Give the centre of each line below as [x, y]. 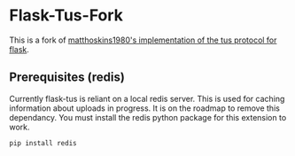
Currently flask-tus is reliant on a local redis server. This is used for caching [147, 98]
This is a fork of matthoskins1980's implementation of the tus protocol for [143, 40]
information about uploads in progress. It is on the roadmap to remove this [145, 108]
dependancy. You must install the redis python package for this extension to [148, 117]
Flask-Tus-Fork [66, 16]
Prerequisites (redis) [67, 78]
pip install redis [43, 143]
